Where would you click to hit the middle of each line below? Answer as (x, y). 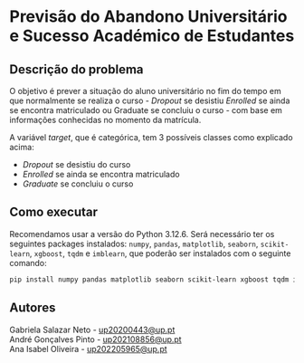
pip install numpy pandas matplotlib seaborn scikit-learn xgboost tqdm (149, 279)
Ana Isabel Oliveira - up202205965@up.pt (88, 349)
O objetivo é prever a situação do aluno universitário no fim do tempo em (146, 91)
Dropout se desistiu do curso (76, 164)
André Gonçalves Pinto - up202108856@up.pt (96, 339)
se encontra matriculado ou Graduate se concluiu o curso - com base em (146, 110)
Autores (33, 308)
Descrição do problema (76, 69)
